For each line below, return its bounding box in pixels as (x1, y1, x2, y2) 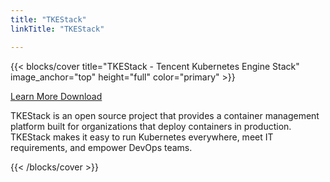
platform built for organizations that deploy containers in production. (10, 120, 292, 132)
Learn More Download (10, 90, 103, 102)
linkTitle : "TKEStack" (10, 24, 105, 34)
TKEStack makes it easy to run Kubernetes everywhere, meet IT (10, 131, 274, 143)
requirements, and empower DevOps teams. (10, 141, 193, 153)
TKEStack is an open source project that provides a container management (10, 109, 320, 121)
